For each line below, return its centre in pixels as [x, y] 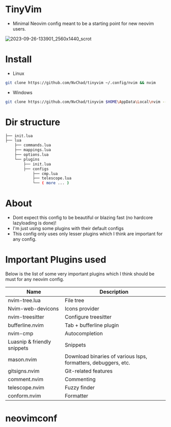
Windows [22, 92]
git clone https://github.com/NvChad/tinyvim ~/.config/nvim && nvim [81, 82]
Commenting [80, 379]
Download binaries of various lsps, [106, 356]
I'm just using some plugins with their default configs [68, 229]
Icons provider [82, 309]
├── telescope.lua [52, 178]
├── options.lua [32, 155]
